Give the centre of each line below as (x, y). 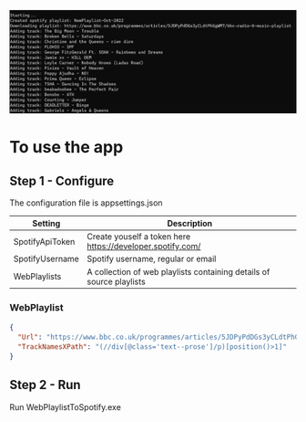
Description (190, 223)
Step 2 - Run (45, 385)
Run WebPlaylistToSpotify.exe (65, 406)
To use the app (66, 148)
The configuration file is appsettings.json (86, 203)
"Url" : (30, 338)
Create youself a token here (139, 237)
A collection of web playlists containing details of (178, 271)
